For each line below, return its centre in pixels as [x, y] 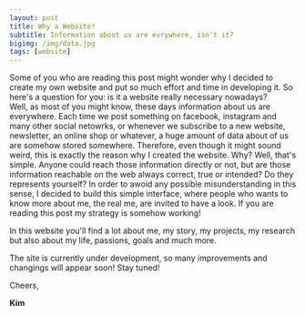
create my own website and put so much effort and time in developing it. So [151, 87]
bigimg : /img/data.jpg [52, 43]
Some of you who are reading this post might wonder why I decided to [142, 77]
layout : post [34, 18]
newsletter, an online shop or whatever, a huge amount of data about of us [149, 136]
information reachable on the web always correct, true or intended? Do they [152, 175]
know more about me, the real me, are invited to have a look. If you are [142, 204]
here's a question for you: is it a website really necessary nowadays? [138, 97]
